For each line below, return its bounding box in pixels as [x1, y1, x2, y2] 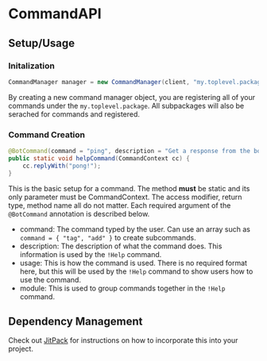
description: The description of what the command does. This [19, 241, 222, 251]
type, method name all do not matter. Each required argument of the [8, 200, 231, 210]
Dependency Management [8, 314, 143, 328]
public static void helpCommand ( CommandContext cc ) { [8, 154, 191, 163]
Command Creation [8, 129, 86, 140]
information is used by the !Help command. [19, 249, 162, 259]
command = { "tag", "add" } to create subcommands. [19, 232, 196, 242]
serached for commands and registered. [8, 109, 141, 119]
